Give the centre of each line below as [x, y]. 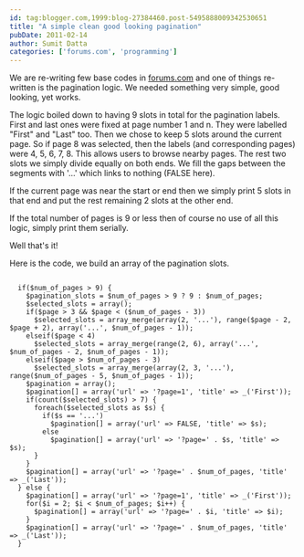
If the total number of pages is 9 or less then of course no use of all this [144, 218]
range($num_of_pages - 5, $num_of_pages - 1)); [102, 376]
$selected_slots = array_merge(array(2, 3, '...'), [134, 368]
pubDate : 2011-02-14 [49, 35]
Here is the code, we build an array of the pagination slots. [120, 263]
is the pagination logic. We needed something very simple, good [159, 88]
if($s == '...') [73, 416]
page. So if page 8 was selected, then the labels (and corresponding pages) [152, 144]
